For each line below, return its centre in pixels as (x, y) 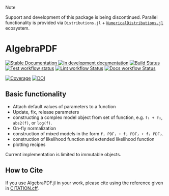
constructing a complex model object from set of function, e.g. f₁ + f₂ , (88, 117)
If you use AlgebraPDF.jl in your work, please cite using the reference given (84, 183)
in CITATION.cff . (22, 188)
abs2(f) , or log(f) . (32, 122)
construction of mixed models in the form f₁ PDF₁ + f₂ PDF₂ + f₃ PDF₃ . (88, 133)
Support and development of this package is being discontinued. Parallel (81, 17)
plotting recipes (29, 144)
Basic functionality (36, 94)
